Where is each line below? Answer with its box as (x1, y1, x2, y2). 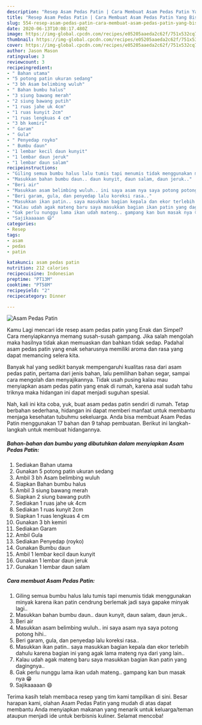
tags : (7, 232, 20, 238)
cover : (7, 43, 23, 49)
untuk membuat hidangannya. (27, 426, 101, 433)
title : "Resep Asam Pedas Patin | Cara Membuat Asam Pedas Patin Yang (7, 14, 187, 20)
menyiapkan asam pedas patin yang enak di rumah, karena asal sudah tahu (7, 382, 193, 390)
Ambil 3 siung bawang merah (15, 487, 88, 494)
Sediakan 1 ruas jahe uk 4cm (15, 499, 86, 507)
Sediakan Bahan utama (15, 462, 73, 469)
